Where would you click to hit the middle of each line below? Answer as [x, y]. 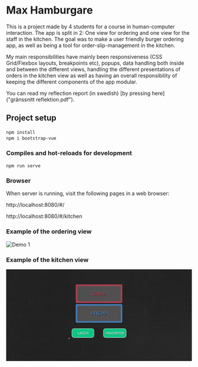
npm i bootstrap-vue [32, 138]
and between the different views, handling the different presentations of [93, 69]
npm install [21, 132]
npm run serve [24, 166]
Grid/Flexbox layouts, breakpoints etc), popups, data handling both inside [95, 63]
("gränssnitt [21, 99]
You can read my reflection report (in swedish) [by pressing [78, 93]
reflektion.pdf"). [55, 99]
